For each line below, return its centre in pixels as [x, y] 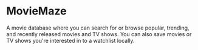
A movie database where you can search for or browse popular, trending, [98, 28]
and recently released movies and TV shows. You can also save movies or [99, 34]
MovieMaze [36, 11]
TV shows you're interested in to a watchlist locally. [70, 40]
